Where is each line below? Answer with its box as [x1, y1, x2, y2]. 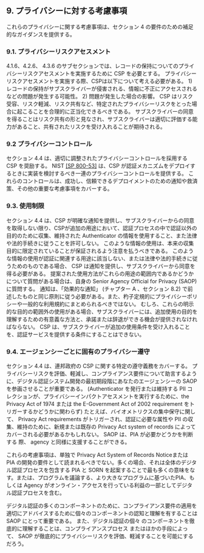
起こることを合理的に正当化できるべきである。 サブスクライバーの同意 [16, 108, 194, 115]
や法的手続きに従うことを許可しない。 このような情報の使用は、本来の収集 [6, 239, 194, 247]
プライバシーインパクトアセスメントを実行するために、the [43, 393, 189, 400]
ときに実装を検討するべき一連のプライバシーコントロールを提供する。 [11, 170, 187, 177]
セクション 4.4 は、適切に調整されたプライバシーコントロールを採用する [6, 154, 188, 162]
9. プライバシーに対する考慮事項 [6, 5, 127, 16]
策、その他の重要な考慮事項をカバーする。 [6, 185, 113, 193]
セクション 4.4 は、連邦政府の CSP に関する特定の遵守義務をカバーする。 [6, 362, 191, 369]
